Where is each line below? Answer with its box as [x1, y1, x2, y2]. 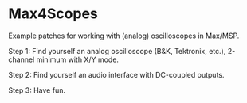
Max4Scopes [8, 5, 98, 23]
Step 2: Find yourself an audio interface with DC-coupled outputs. [8, 70, 225, 79]
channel [8, 55, 35, 64]
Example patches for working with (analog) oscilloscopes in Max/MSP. [8, 31, 240, 40]
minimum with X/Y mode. [36, 55, 120, 64]
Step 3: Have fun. [8, 85, 66, 95]
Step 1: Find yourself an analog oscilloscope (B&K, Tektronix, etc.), [8, 46, 226, 55]
